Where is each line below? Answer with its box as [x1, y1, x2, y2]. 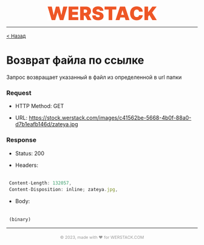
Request [6, 89, 32, 97]
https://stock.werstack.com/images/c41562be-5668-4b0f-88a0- [29, 114, 192, 121]
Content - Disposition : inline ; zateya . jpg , [8, 187, 118, 193]
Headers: [15, 161, 38, 169]
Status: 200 [15, 149, 44, 157]
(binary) [8, 216, 32, 223]
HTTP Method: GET [15, 102, 64, 110]
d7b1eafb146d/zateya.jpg [15, 121, 78, 128]
